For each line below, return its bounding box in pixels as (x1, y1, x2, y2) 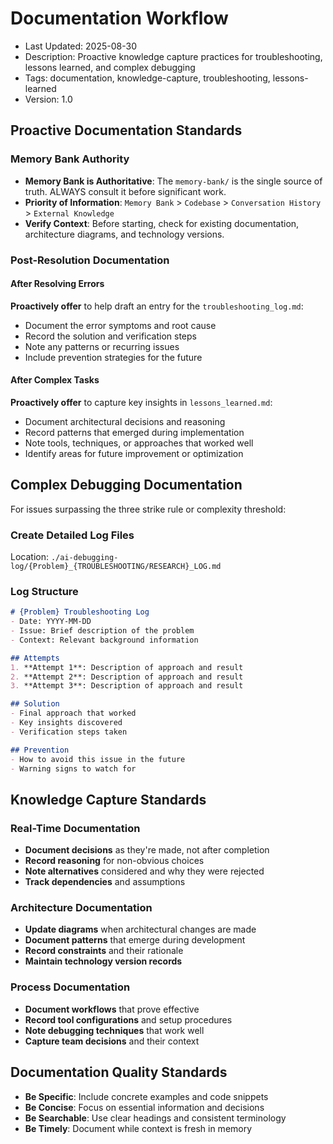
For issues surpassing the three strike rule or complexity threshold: (10, 503, 287, 515)
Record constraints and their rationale (24, 945, 184, 957)
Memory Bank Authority (10, 152, 130, 166)
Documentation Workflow (10, 7, 229, 30)
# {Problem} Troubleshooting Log (10, 607, 150, 617)
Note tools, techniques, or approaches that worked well (24, 437, 254, 449)
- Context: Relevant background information (10, 635, 199, 645)
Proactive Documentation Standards (10, 122, 243, 139)
